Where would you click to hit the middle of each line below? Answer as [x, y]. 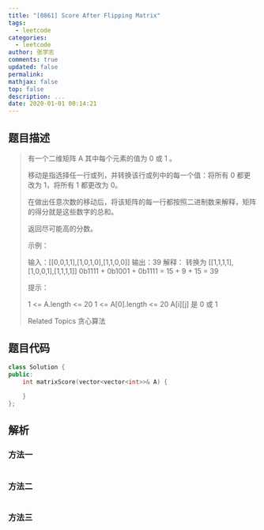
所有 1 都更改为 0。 [91, 185]
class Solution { [37, 367]
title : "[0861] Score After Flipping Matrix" [84, 15]
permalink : [26, 74]
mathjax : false [33, 81]
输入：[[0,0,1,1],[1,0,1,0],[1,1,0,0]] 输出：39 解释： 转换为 [117, 262]
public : [21, 374]
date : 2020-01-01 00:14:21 [53, 104]
